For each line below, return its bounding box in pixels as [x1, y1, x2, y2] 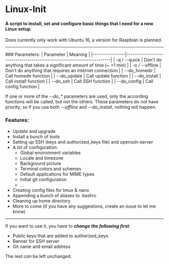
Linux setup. [5, 26, 32, 32]
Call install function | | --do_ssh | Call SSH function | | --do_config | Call [5, 78, 153, 84]
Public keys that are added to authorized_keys [12, 233, 109, 239]
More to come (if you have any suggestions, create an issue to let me [12, 203, 156, 209]
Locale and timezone [20, 155, 64, 161]
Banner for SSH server [12, 238, 59, 244]
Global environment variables [20, 150, 81, 156]
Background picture [20, 160, 61, 166]
